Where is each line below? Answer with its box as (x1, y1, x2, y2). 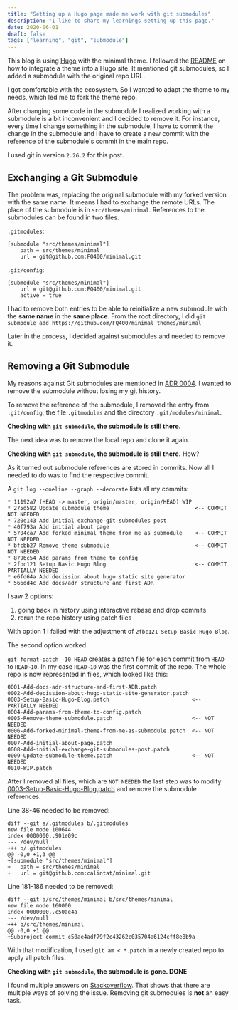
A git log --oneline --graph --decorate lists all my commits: (7, 484, 189, 493)
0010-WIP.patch (7, 764, 53, 771)
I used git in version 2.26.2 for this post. (7, 151, 124, 160)
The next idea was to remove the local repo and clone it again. (7, 435, 190, 444)
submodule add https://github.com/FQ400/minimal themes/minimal (7, 319, 202, 326)
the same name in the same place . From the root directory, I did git (7, 311, 206, 321)
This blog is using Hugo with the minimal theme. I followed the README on (7, 56, 226, 65)
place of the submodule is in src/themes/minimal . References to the (7, 205, 205, 214)
